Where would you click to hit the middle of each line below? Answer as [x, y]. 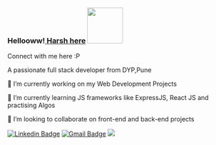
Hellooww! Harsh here [47, 41]
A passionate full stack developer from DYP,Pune [79, 70]
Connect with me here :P [44, 56]
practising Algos [31, 105]
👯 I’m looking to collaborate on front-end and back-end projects [101, 119]
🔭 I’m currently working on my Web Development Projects [92, 84]
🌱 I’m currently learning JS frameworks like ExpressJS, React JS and [108, 98]
